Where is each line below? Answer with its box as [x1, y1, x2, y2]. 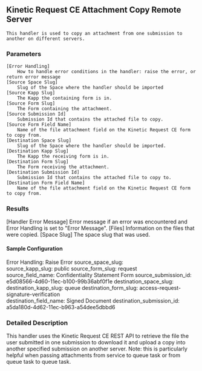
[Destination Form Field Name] [6, 180, 85, 186]
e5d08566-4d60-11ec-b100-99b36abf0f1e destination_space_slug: [6, 278, 174, 285]
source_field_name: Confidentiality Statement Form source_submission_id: [6, 271, 192, 278]
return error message [6, 74, 61, 80]
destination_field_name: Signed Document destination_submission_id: [6, 297, 180, 304]
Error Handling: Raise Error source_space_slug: [6, 258, 124, 266]
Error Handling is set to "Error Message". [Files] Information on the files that [6, 225, 195, 232]
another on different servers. [6, 36, 85, 42]
